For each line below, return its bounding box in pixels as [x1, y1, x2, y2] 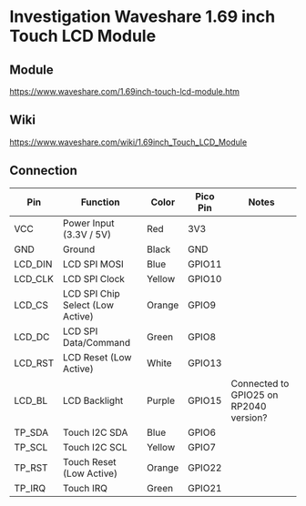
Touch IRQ [62, 481, 107, 494]
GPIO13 [188, 357, 222, 369]
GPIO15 [188, 394, 222, 407]
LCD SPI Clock [62, 272, 126, 285]
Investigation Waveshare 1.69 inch [9, 6, 276, 27]
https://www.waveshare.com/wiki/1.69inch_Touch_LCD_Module [9, 137, 248, 147]
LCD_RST [14, 357, 55, 369]
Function [80, 196, 120, 208]
